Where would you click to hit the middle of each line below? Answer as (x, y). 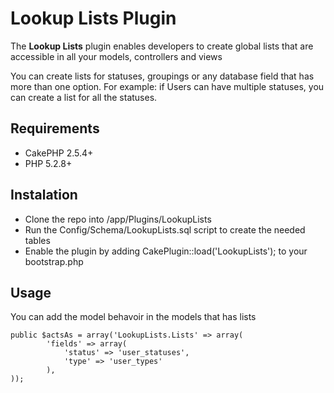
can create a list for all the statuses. (84, 97)
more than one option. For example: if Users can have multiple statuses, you (167, 86)
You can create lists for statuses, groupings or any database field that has (162, 76)
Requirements (55, 128)
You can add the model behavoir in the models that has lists (133, 317)
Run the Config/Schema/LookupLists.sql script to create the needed (165, 229)
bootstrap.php (54, 261)
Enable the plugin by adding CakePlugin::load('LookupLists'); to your (166, 251)
